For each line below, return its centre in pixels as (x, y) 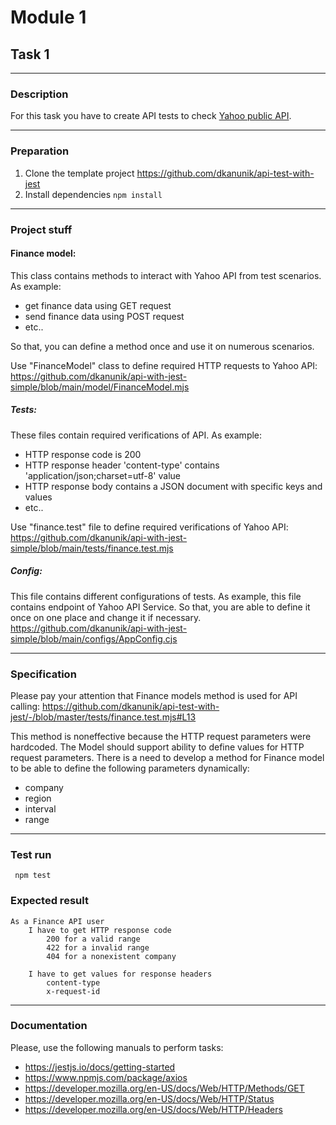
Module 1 (48, 17)
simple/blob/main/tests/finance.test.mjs (92, 548)
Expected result (49, 901)
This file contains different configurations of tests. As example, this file (156, 596)
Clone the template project (79, 173)
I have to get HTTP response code (100, 930)
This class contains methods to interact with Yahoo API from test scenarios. (166, 275)
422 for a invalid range (98, 947)
